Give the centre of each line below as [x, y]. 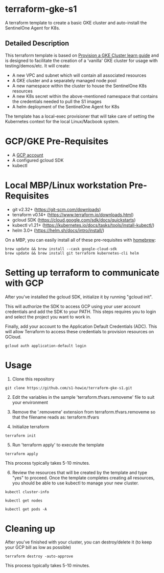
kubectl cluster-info [27, 492]
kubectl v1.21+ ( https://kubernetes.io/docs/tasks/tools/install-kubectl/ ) [83, 225]
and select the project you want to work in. [48, 317]
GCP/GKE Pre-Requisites [57, 141]
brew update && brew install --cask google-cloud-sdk [61, 249]
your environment [30, 402]
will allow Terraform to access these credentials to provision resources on [80, 331]
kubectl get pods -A [26, 509]
